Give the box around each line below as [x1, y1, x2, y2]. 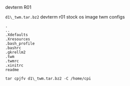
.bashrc [5, 45, 22, 50]
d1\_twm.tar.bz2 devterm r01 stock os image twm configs [5, 14, 125, 19]
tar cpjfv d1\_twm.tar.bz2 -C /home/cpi [5, 76, 92, 81]
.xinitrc [5, 63, 24, 68]
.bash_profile [5, 41, 35, 46]
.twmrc [5, 58, 19, 63]
